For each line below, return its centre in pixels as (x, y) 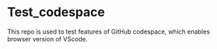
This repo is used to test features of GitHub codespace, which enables (109, 31)
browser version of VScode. (47, 38)
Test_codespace (56, 12)
